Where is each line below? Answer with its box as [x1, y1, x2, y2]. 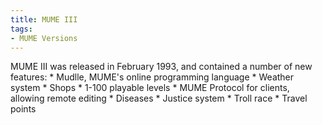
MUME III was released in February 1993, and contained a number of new [10, 61, 313, 73]
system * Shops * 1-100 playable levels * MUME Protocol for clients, [10, 82, 290, 94]
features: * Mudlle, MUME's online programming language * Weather [10, 71, 295, 83]
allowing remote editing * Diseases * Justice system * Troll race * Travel [10, 92, 308, 105]
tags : [10, 24, 33, 34]
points [10, 103, 37, 115]
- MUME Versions [10, 33, 78, 43]
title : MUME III [10, 14, 78, 25]
